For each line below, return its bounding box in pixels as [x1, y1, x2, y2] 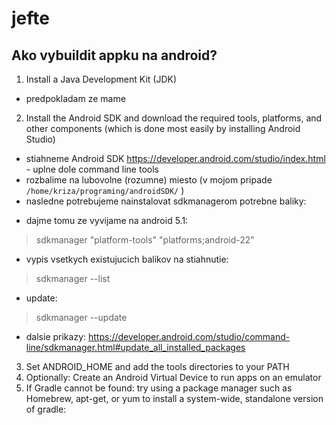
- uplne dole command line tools [25, 163, 159, 175]
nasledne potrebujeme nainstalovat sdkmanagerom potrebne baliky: [25, 195, 307, 207]
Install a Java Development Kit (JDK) [25, 73, 178, 85]
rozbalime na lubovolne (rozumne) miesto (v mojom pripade [25, 174, 273, 186]
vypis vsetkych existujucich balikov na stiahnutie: [25, 253, 229, 265]
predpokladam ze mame [25, 93, 126, 104]
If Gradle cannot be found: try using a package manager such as [25, 382, 293, 394]
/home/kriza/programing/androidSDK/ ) [25, 185, 185, 196]
